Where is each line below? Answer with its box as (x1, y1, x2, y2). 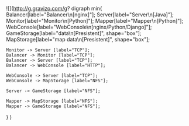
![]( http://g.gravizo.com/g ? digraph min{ (6, 5, 102, 12)
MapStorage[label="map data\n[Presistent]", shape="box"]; (6, 36, 150, 43)
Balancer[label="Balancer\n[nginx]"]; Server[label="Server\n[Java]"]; (6, 11, 174, 18)
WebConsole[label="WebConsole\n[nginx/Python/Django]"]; (6, 23, 152, 30)
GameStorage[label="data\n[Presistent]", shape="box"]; (6, 30, 142, 37)
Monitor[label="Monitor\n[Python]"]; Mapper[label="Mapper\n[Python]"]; (6, 17, 184, 24)
